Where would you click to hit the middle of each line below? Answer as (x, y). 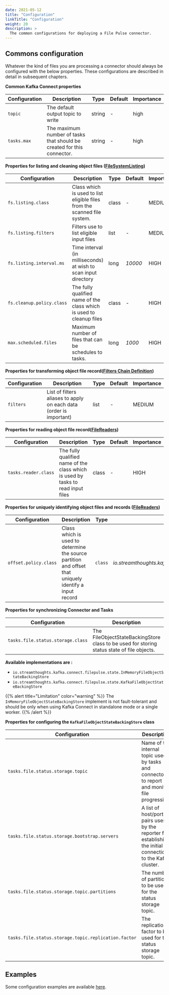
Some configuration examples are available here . (56, 986)
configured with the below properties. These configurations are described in (84, 71)
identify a (73, 585)
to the (148, 858)
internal (150, 749)
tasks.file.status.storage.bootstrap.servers (63, 836)
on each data (62, 404)
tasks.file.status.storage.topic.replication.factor (72, 937)
